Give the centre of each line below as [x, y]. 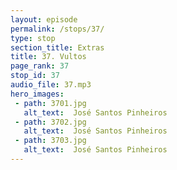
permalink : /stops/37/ [57, 29]
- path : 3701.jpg [50, 103]
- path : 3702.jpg [50, 122]
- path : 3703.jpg [50, 141]
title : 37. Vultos [48, 57]
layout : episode [44, 19]
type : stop [33, 38]
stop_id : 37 [35, 76]
